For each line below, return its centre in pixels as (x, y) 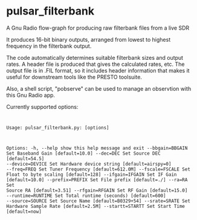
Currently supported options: (42, 106)
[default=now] (24, 212)
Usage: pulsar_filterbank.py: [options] (58, 128)
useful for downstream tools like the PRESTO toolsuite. (74, 77)
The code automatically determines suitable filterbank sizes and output (95, 57)
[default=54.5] (25, 158)
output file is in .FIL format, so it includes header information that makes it (98, 70)
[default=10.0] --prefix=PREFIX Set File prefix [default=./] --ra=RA (97, 180)
